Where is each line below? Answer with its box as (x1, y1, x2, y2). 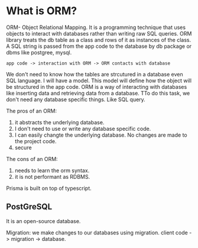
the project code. (14, 137, 57, 144)
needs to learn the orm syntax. (14, 167, 90, 174)
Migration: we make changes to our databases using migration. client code (6, 229, 188, 236)
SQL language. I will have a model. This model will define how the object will (6, 77, 192, 84)
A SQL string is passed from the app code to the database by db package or (6, 43, 192, 50)
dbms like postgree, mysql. (6, 49, 72, 56)
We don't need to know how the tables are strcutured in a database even (6, 70, 183, 78)
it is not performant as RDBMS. (14, 173, 90, 180)
